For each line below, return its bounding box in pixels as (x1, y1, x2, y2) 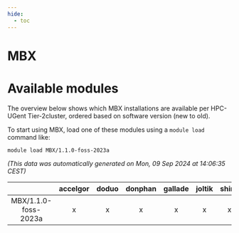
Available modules (7, 80, 119, 96)
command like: (7, 133, 51, 141)
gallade (163, 183, 190, 193)
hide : (7, 10, 23, 18)
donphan (125, 183, 157, 193)
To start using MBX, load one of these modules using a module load (7, 125, 205, 134)
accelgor (58, 183, 90, 193)
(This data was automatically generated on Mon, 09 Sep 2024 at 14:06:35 (7, 159, 225, 167)
